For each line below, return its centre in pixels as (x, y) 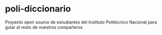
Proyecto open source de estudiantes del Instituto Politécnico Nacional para (81, 22)
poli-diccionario (38, 9)
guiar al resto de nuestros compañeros (44, 27)
